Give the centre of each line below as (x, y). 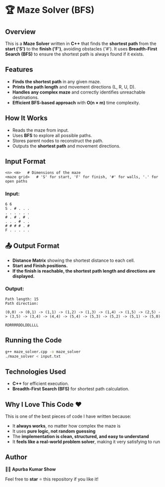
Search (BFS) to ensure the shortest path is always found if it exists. (75, 54)
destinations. (26, 97)
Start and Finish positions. (40, 265)
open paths (16, 182)
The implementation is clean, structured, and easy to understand (81, 437)
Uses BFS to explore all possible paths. (52, 135)
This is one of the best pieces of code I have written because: (68, 416)
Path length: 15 (22, 299)
